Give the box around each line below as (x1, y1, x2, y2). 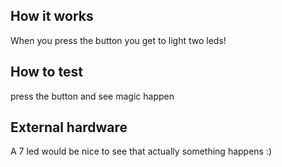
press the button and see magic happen (10, 90, 175, 102)
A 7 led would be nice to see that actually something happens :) (10, 145, 273, 158)
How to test (10, 64, 83, 81)
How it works (10, 8, 94, 25)
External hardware (10, 119, 128, 136)
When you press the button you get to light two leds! (10, 34, 227, 46)
